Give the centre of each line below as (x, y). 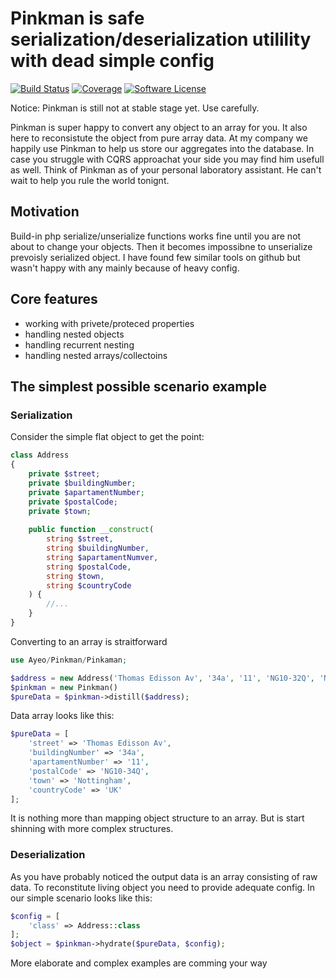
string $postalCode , (89, 567)
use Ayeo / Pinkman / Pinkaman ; (69, 660)
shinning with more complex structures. (92, 829)
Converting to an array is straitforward (89, 641)
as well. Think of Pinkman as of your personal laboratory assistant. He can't (166, 169)
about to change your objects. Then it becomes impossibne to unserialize (161, 246)
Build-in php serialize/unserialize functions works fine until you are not (156, 236)
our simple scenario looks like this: (81, 898)
